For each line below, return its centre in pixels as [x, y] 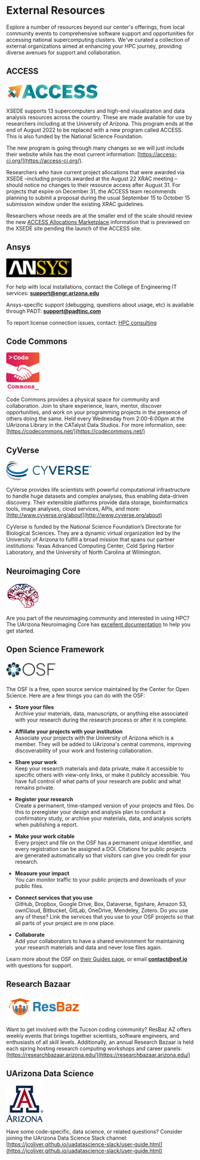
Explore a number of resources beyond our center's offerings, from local [96, 27]
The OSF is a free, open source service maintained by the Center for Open [98, 689]
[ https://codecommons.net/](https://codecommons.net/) [76, 431]
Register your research [44, 799]
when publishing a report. [47, 825]
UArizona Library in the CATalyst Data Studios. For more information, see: [96, 425]
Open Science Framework [55, 649]
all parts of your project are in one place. [65, 923]
